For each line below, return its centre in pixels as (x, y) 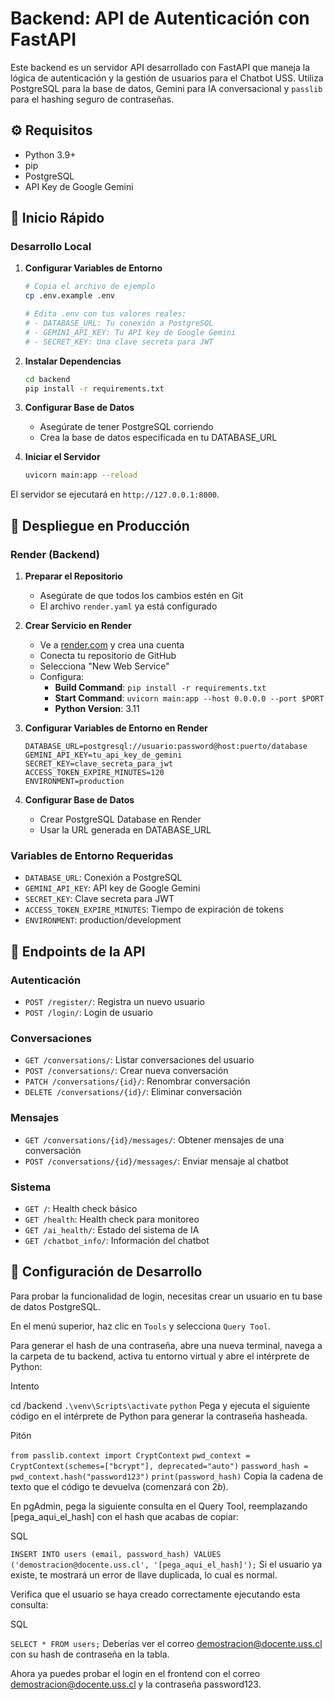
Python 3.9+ (50, 154)
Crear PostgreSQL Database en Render (120, 819)
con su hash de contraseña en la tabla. (90, 1654)
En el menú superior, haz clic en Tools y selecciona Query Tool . (141, 1326)
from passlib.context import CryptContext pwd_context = (130, 1455)
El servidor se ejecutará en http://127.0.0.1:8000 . (115, 494)
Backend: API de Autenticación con (160, 18)
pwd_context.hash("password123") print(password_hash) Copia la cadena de (167, 1476)
